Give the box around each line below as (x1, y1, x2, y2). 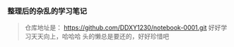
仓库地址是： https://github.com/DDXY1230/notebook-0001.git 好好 (24, 23, 221, 32)
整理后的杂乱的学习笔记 (7, 6, 87, 15)
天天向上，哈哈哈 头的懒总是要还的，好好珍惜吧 (30, 32, 170, 41)
